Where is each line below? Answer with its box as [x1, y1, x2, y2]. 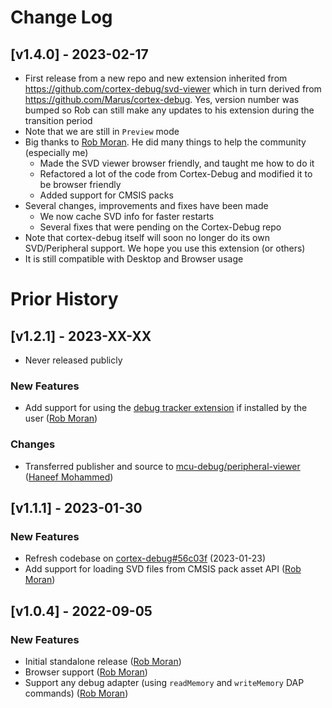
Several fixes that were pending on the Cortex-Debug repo [39, 221, 282, 233]
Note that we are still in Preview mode [24, 126, 180, 137]
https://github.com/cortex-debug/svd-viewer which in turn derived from [24, 83, 322, 95]
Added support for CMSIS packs [39, 189, 174, 201]
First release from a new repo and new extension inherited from [24, 72, 288, 84]
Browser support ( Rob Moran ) [24, 666, 148, 678]
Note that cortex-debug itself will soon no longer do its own [24, 232, 270, 243]
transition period [24, 115, 93, 126]
